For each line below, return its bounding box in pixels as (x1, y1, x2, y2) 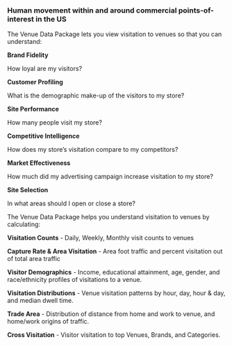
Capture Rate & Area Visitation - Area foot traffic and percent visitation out (7, 247, 223, 255)
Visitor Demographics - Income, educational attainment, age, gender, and (7, 268, 220, 276)
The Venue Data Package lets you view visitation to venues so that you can (7, 30, 222, 38)
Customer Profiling (7, 78, 64, 86)
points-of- (178, 6, 214, 15)
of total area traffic (7, 255, 61, 263)
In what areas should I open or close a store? (7, 199, 136, 207)
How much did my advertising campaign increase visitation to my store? (7, 173, 214, 181)
